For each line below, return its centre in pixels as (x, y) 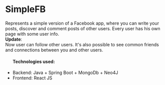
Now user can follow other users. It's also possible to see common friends (82, 44)
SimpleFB (26, 9)
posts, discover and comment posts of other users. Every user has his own (83, 28)
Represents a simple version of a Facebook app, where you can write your (82, 23)
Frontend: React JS (32, 78)
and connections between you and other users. (54, 50)
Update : (14, 39)
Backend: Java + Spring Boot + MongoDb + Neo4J (65, 73)
